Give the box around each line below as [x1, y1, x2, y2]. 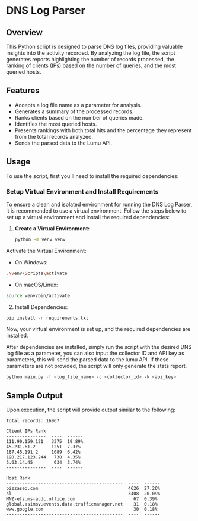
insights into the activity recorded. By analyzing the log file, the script [6, 49, 175, 57]
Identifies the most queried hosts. [14, 120, 97, 127]
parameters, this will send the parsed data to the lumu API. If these [6, 356, 169, 363]
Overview [6, 27, 43, 38]
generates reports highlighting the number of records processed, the [6, 56, 175, 63]
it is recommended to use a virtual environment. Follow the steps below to [6, 207, 187, 214]
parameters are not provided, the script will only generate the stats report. [6, 363, 187, 370]
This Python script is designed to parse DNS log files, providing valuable [6, 43, 183, 50]
